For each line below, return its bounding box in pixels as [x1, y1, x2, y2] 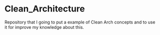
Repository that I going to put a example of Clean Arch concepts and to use [4, 19, 156, 25]
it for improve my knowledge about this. [4, 24, 84, 30]
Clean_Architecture [4, 3, 85, 14]
